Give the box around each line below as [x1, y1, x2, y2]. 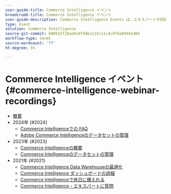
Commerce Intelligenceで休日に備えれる [20, 176, 105, 182]
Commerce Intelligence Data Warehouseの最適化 [20, 163, 123, 170]
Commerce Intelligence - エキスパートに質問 [20, 183, 113, 189]
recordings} [5, 95, 57, 107]
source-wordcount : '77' [5, 41, 56, 46]
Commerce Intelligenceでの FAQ [20, 125, 88, 131]
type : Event [5, 21, 31, 27]
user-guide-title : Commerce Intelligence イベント [5, 7, 112, 13]
